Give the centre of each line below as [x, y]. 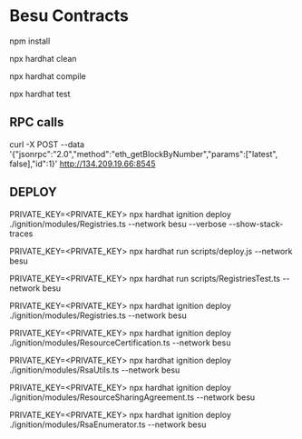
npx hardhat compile [48, 76]
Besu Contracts [69, 16]
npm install [30, 41]
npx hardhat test [40, 94]
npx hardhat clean [43, 58]
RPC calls [37, 122]
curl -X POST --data [47, 144]
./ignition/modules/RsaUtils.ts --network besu [95, 370]
